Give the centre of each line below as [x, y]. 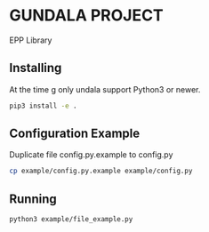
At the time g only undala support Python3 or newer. [105, 89]
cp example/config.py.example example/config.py [101, 171]
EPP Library [31, 40]
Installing [36, 68]
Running [33, 199]
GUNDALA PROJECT [87, 16]
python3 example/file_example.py [71, 220]
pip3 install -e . [43, 106]
